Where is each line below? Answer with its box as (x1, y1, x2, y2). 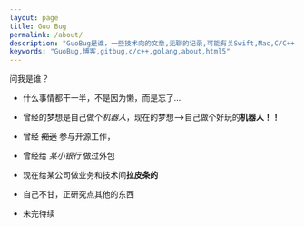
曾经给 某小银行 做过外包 (22, 151, 115, 162)
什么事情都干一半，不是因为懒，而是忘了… (22, 93, 181, 104)
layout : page (9, 13, 59, 23)
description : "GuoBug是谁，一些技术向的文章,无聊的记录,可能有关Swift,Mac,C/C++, (9, 38, 299, 48)
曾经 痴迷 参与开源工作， (22, 131, 115, 142)
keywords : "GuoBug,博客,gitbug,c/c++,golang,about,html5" (9, 47, 230, 56)
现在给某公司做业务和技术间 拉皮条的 (22, 170, 159, 181)
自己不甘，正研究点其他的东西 (22, 189, 134, 200)
